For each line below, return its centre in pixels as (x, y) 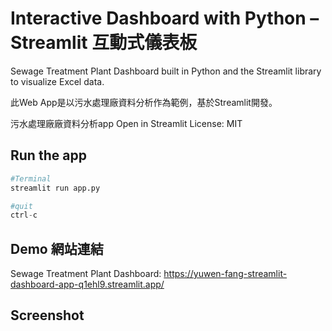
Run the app (48, 155)
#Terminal (31, 178)
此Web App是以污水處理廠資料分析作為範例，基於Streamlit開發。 (144, 102)
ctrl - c (24, 215)
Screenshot (47, 315)
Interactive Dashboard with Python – (165, 18)
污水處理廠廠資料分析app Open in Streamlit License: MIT (126, 123)
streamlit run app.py (55, 188)
